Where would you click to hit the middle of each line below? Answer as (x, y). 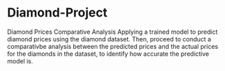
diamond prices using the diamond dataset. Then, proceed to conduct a (109, 39)
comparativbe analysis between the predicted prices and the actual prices (113, 46)
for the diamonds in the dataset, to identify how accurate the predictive (108, 54)
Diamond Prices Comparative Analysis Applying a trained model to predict (112, 32)
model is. (20, 61)
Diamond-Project (57, 13)
